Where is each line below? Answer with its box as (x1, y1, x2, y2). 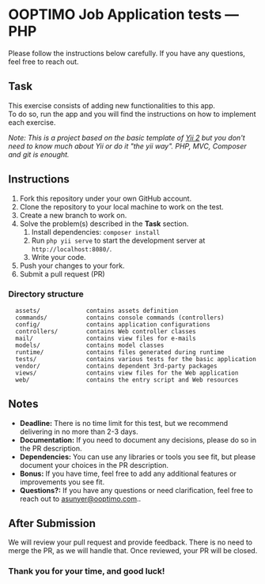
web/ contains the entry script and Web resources (15, 375, 239, 384)
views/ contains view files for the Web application (15, 369, 239, 377)
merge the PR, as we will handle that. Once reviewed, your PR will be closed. (8, 546, 258, 556)
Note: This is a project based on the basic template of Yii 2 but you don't (8, 133, 245, 142)
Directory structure (8, 288, 85, 300)
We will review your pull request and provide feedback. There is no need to (8, 537, 253, 547)
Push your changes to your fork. (19, 261, 125, 270)
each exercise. (8, 117, 56, 127)
